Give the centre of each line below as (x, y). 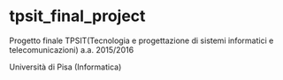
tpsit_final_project (77, 16)
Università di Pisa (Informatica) (65, 67)
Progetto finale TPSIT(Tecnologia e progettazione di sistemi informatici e (141, 40)
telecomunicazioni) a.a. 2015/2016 (72, 49)
